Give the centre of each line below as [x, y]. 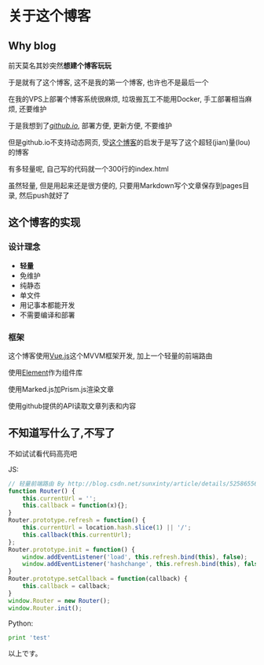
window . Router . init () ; [45, 608]
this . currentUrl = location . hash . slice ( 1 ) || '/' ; [107, 528]
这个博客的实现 [44, 222]
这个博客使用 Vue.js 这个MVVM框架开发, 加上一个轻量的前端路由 [110, 356]
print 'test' [29, 637]
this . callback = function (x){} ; [75, 506]
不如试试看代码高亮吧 [42, 453]
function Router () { [42, 491]
